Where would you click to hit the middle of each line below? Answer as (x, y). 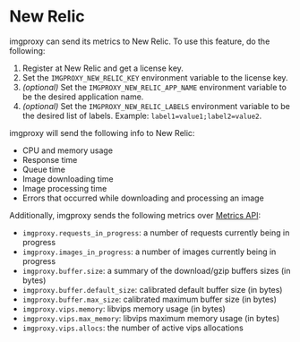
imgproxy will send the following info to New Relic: (102, 133)
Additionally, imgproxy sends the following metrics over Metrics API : (135, 215)
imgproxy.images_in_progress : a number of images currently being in (149, 252)
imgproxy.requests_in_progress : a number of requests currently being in (156, 232)
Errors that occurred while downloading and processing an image (143, 198)
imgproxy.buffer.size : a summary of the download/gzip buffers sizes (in (156, 270)
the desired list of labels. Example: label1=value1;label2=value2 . (142, 115)
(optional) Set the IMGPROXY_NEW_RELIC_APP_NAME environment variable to (154, 87)
